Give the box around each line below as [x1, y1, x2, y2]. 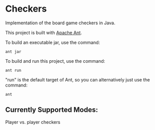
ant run [5, 68, 22, 73]
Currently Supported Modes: [5, 106, 98, 114]
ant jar [5, 49, 22, 54]
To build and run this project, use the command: [5, 58, 105, 64]
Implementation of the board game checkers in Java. [5, 20, 115, 26]
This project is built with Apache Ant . [5, 29, 82, 35]
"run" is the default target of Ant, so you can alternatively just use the [5, 76, 150, 82]
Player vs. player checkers [5, 119, 61, 125]
